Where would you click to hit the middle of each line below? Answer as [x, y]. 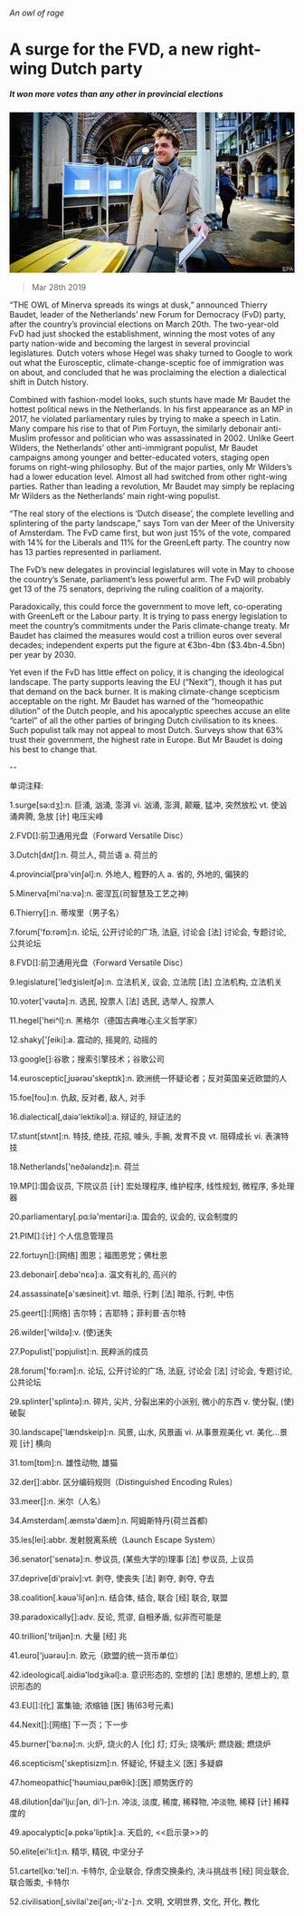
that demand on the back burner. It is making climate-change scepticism [145, 692]
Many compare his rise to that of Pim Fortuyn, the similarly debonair [136, 429]
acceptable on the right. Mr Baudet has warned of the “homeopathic [137, 701]
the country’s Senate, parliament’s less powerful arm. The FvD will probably [150, 580]
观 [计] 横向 [31, 1443]
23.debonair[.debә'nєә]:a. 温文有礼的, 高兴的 [93, 1275]
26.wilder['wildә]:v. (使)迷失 [61, 1333]
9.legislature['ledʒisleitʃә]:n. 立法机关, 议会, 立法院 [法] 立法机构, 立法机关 [146, 982]
